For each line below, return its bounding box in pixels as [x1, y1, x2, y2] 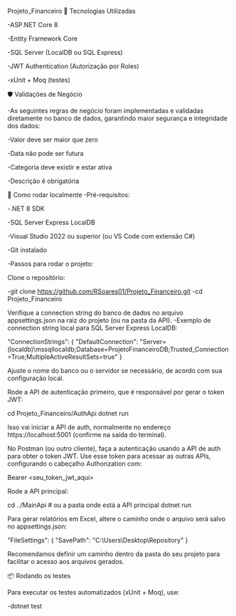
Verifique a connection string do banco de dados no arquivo [7, 308, 183, 317]
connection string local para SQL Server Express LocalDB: [7, 324, 178, 332]
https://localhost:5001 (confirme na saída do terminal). [7, 431, 167, 439]
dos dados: [7, 122, 41, 130]
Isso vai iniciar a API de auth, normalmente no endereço [7, 423, 171, 431]
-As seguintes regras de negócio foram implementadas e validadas [7, 107, 204, 115]
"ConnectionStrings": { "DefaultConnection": [7, 338, 139, 345]
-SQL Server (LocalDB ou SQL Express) [7, 48, 123, 56]
